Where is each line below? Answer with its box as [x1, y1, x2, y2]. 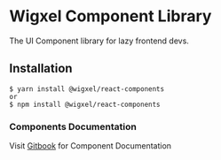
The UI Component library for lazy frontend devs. [9, 35, 189, 46]
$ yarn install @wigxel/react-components [9, 84, 165, 94]
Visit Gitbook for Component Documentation [9, 141, 171, 151]
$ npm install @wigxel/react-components [9, 100, 162, 109]
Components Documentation [9, 120, 138, 133]
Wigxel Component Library [9, 6, 212, 27]
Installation [9, 61, 73, 76]
